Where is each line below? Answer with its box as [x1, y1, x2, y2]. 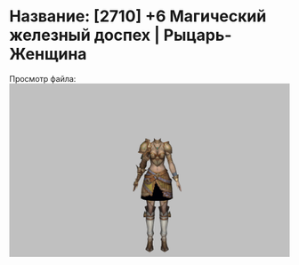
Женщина [9, 44, 87, 64]
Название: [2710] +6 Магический [9, 6, 267, 27]
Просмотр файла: [9, 73, 77, 84]
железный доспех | [9, 25, 160, 45]
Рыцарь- [163, 25, 232, 45]
